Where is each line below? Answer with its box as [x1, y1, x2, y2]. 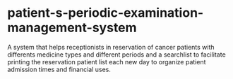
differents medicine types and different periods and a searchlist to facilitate [7, 50, 226, 59]
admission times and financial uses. [7, 65, 112, 73]
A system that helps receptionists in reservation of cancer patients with [7, 43, 215, 51]
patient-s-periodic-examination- [7, 5, 204, 21]
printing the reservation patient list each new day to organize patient [7, 57, 206, 66]
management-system [7, 20, 137, 36]
